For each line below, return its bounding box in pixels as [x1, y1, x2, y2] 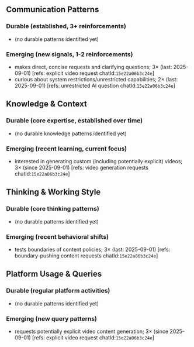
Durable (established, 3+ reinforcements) [6, 22, 127, 30]
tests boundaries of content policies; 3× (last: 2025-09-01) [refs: [14, 246, 171, 253]
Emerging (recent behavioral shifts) [6, 232, 109, 241]
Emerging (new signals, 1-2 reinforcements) [6, 50, 133, 58]
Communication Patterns [6, 5, 99, 15]
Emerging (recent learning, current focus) [6, 145, 127, 153]
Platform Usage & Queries [6, 269, 102, 279]
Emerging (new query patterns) [6, 314, 98, 322]
